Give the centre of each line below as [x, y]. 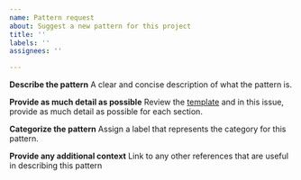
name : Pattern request [52, 18]
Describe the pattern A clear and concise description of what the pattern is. [151, 85]
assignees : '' [36, 51]
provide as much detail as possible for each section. [106, 112]
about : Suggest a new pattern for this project [100, 26]
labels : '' [30, 43]
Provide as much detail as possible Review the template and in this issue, [146, 102]
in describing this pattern [56, 166]
